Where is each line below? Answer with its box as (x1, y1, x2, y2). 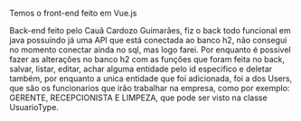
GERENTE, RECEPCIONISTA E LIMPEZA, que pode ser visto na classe (9, 92, 268, 103)
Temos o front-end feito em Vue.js (9, 8, 137, 18)
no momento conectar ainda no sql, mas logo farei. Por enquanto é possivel (9, 44, 291, 55)
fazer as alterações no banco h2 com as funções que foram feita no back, (9, 54, 286, 64)
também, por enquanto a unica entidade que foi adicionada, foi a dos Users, (9, 73, 293, 84)
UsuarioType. (9, 102, 59, 112)
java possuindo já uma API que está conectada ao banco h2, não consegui (9, 35, 287, 45)
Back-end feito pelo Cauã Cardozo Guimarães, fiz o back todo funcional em (9, 25, 291, 35)
